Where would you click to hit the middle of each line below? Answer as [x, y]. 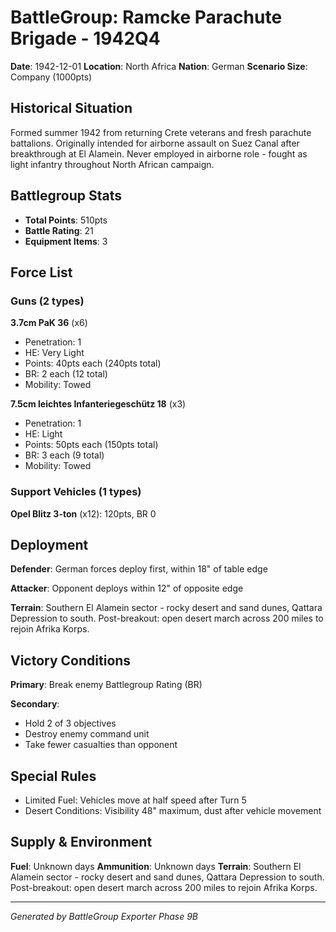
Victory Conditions [71, 660]
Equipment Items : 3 [66, 241]
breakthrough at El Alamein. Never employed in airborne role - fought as [159, 153]
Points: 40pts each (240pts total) [93, 363]
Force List [41, 272]
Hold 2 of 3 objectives [70, 723]
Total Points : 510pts [66, 220]
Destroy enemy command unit [87, 734]
